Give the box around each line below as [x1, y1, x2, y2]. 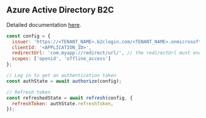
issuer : [12, 39, 32, 45]
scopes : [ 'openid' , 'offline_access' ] [12, 56, 112, 62]
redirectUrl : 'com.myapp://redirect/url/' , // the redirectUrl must [12, 50, 191, 56]
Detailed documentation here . [6, 21, 82, 28]
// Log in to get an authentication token [6, 73, 116, 79]
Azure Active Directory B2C [6, 5, 115, 15]
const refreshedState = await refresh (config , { [6, 95, 133, 101]
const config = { [6, 33, 51, 39]
